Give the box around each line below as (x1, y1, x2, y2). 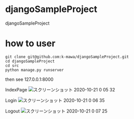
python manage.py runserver (5, 67, 64, 72)
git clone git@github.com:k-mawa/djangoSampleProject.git (5, 54, 129, 59)
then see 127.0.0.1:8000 (5, 76, 54, 82)
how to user (5, 38, 56, 49)
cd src (5, 63, 19, 68)
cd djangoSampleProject (5, 59, 55, 64)
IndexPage (5, 86, 28, 92)
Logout (5, 108, 20, 114)
